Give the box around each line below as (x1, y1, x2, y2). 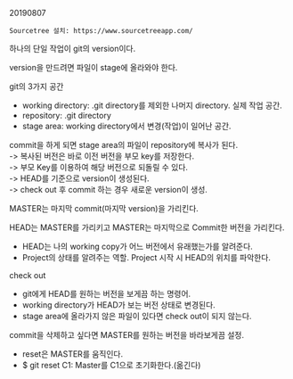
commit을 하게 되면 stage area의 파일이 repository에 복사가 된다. (9, 140, 239, 150)
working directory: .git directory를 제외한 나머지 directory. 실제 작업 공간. (21, 100, 282, 111)
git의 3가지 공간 (9, 81, 64, 92)
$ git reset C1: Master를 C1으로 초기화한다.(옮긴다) (21, 360, 201, 370)
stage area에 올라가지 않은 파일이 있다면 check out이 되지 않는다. (21, 311, 252, 321)
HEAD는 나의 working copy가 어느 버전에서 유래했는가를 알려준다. (21, 241, 254, 251)
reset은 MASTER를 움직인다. (21, 349, 123, 359)
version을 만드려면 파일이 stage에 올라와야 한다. (9, 62, 178, 72)
